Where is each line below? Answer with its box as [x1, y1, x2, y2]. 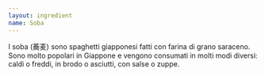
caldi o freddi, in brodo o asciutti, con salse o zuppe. [8, 59, 180, 68]
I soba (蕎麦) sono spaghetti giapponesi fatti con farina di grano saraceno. [8, 41, 251, 51]
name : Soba [8, 19, 44, 27]
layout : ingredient [8, 11, 73, 20]
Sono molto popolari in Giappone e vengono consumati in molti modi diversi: [8, 51, 258, 60]
